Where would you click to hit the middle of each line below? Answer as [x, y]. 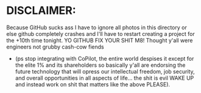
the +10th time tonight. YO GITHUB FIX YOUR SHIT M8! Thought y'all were [100, 40]
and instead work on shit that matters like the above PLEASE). [93, 84]
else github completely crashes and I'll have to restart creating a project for [100, 33]
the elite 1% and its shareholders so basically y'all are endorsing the [100, 65]
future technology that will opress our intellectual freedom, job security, [105, 71]
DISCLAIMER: [41, 11]
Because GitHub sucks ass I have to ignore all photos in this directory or [97, 27]
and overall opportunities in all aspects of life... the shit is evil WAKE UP [104, 78]
